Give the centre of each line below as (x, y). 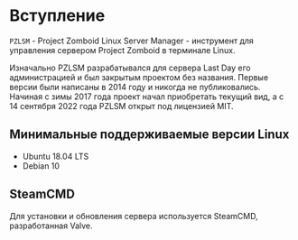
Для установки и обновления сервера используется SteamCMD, (134, 216)
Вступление (57, 16)
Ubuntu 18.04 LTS (56, 156)
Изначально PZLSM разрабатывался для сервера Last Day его (130, 68)
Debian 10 (41, 166)
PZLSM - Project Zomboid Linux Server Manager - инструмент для (132, 41)
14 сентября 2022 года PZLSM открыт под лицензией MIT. (121, 106)
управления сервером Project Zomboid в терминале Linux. (122, 50)
